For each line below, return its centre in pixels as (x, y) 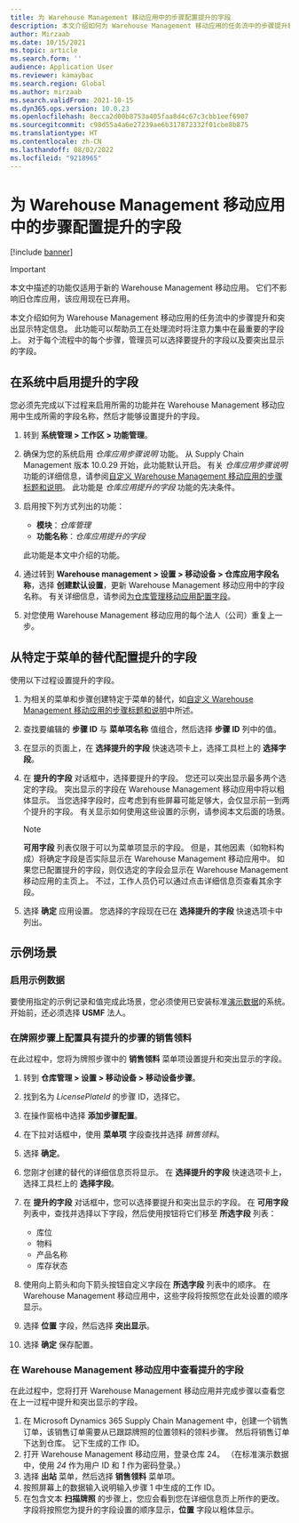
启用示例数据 (38, 980)
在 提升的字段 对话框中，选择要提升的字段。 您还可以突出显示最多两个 (150, 778)
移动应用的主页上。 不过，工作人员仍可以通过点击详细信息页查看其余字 (152, 881)
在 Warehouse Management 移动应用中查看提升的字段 (127, 1369)
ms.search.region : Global (58, 84)
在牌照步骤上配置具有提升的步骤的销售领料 (101, 1037)
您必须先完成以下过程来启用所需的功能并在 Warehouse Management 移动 (144, 405)
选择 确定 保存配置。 (60, 1345)
